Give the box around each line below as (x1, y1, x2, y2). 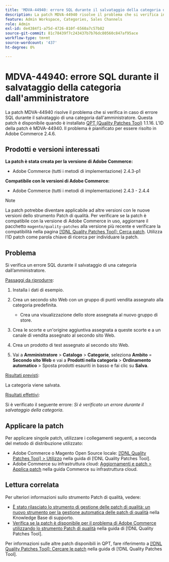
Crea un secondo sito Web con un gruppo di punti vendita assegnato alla (12, 297, 163, 303)
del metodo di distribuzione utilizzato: (5, 441, 83, 446)
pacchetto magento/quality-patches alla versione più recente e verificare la (5, 223, 161, 229)
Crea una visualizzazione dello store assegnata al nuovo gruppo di (20, 312, 158, 318)
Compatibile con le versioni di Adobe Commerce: (5, 178, 110, 184)
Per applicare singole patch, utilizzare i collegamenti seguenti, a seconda (5, 435, 157, 441)
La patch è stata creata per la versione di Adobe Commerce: (5, 158, 133, 164)
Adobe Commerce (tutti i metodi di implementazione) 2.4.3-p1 (12, 168, 141, 174)
